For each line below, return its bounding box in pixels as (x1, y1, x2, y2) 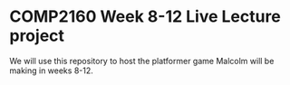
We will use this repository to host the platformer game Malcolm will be (9, 55, 275, 66)
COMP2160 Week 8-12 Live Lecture (9, 6, 281, 27)
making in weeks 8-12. (9, 65, 93, 76)
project (9, 25, 65, 46)
